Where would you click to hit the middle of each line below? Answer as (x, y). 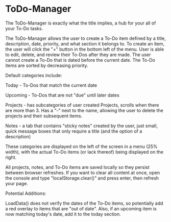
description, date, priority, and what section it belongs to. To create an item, (85, 43)
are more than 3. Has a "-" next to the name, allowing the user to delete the (84, 110)
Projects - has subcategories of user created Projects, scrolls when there (82, 105)
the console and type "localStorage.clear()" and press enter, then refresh (82, 178)
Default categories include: (34, 75)
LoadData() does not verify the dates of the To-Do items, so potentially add (84, 203)
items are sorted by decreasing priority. (47, 65)
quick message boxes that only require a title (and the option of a (74, 131)
